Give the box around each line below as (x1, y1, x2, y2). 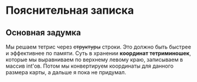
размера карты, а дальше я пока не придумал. (5, 69, 127, 75)
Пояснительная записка (5, 4, 134, 17)
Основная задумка (5, 28, 81, 38)
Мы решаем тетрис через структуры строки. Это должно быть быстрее (5, 43, 192, 50)
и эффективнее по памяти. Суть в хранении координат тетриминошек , (5, 50, 191, 57)
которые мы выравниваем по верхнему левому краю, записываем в (5, 56, 183, 63)
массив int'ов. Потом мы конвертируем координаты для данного (5, 62, 174, 69)
